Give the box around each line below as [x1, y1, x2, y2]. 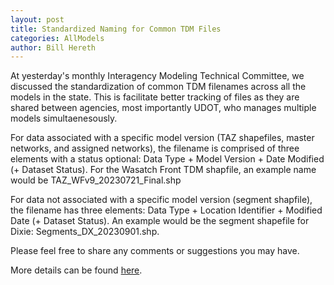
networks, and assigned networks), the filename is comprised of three [10, 142, 300, 155]
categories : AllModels [10, 33, 105, 43]
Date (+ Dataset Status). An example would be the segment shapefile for [10, 215, 310, 227]
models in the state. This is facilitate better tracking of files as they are [10, 91, 300, 103]
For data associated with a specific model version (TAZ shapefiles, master [10, 132, 315, 144]
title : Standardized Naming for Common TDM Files [10, 24, 222, 34]
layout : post [10, 14, 65, 25]
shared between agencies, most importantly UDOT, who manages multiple [10, 102, 317, 114]
